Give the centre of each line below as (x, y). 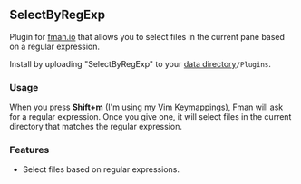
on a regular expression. (55, 46)
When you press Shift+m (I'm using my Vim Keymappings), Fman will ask (146, 107)
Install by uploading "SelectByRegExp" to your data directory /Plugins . (141, 63)
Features (29, 150)
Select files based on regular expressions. (101, 169)
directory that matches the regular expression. (96, 127)
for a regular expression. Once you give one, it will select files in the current (150, 117)
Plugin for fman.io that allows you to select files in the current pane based (147, 36)
